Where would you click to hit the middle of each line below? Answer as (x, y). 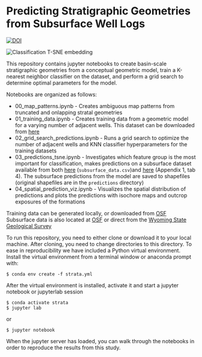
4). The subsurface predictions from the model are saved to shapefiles (103, 176)
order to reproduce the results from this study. (64, 347)
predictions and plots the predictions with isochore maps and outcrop (101, 195)
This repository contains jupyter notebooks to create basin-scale (87, 64)
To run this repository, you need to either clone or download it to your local (99, 238)
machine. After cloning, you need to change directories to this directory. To (99, 244)
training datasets (36, 151)
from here (27, 131)
